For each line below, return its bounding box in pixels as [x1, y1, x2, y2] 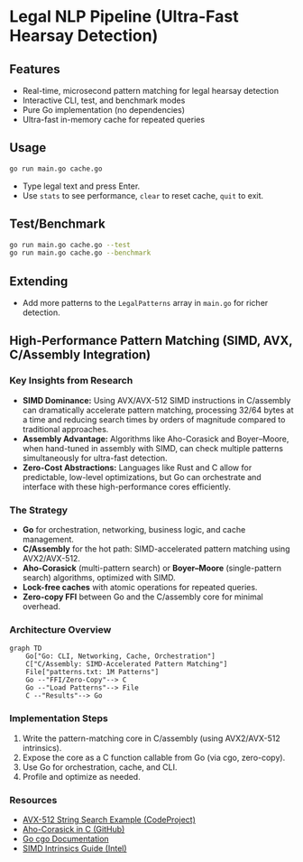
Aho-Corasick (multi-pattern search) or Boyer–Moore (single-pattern [22, 562, 282, 574]
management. [22, 534, 75, 545]
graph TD [9, 644, 42, 653]
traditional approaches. [22, 423, 109, 434]
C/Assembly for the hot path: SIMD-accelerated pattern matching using [22, 543, 290, 554]
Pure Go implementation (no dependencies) [22, 105, 185, 115]
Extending [9, 273, 69, 289]
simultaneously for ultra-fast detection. [22, 452, 169, 463]
